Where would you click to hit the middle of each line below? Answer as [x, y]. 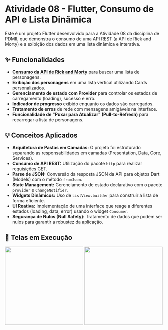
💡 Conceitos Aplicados [41, 136]
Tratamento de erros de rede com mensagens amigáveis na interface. [85, 109]
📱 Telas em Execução [39, 238]
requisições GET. [30, 169]
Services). [23, 158]
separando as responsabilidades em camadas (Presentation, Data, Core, [87, 153]
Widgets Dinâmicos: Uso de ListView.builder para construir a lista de [85, 195]
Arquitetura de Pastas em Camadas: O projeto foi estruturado [77, 147]
